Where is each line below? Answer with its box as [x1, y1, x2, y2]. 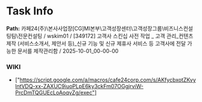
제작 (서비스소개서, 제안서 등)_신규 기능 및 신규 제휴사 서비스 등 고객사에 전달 [6, 40, 186, 47]
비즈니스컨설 [163, 25, 194, 32]
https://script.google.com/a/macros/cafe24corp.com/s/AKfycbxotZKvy [19, 76, 196, 83]
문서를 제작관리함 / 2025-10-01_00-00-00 [17, 47, 119, 55]
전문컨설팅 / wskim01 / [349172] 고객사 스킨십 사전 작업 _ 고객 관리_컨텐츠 [17, 32, 194, 40]
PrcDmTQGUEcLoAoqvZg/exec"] [14, 89, 97, 97]
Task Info [6, 4, 54, 18]
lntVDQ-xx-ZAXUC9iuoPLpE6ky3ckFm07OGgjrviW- [14, 83, 144, 90]
